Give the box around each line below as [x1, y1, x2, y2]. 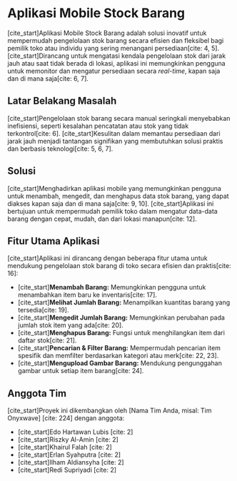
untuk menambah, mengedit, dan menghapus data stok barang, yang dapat [7, 192, 230, 200]
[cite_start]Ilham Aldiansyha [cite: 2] [17, 458, 124, 467]
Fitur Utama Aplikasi [7, 234, 100, 247]
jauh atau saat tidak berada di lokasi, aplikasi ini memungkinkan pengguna [7, 59, 226, 67]
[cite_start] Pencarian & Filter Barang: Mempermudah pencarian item [17, 344, 221, 352]
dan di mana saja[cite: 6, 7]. [7, 74, 89, 83]
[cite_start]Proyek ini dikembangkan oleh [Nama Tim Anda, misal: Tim [7, 406, 212, 415]
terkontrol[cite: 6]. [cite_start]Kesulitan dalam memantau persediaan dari [7, 129, 221, 137]
